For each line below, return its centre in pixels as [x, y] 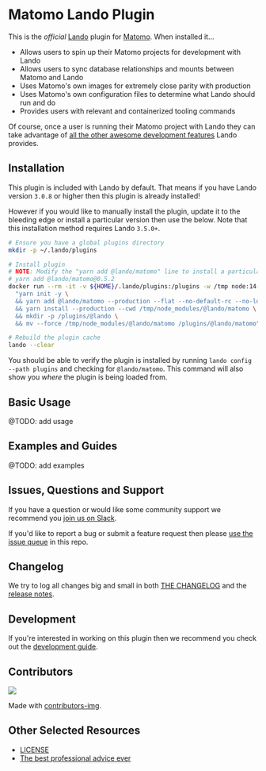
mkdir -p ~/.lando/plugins [53, 250]
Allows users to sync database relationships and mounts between [127, 68]
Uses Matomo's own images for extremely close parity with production [135, 86]
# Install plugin [37, 264]
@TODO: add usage [41, 421]
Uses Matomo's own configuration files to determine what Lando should [137, 94]
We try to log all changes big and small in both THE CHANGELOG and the [127, 586]
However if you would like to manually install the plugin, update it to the [124, 211]
